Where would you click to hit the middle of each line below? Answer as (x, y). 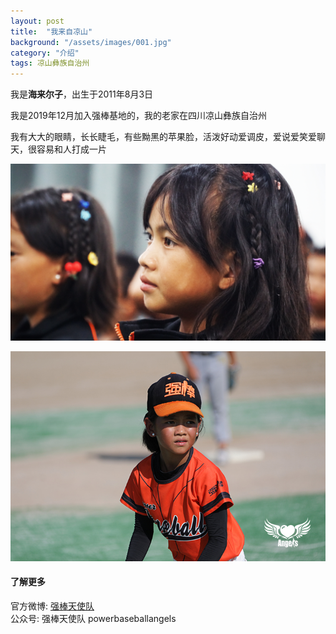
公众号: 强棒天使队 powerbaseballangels (93, 618)
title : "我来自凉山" (51, 31)
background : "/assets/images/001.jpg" (91, 42)
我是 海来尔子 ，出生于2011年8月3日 (82, 94)
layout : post (37, 21)
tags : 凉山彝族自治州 (50, 63)
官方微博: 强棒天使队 (52, 606)
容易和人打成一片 (71, 149)
